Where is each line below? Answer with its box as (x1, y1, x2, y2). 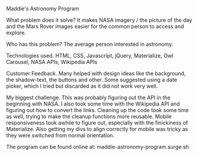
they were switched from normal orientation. (6, 132, 114, 139)
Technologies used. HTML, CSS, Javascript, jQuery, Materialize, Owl (6, 52, 174, 59)
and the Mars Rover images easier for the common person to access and (6, 23, 184, 30)
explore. (6, 29, 27, 36)
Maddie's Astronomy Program (6, 5, 79, 12)
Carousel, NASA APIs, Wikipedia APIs (6, 59, 98, 65)
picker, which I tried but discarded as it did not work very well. (6, 82, 158, 90)
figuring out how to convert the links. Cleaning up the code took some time (6, 107, 189, 113)
